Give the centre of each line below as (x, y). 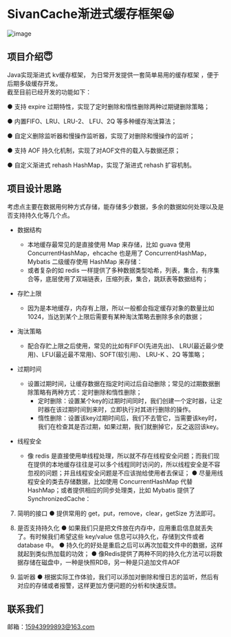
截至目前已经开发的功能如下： (49, 92)
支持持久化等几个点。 (43, 215)
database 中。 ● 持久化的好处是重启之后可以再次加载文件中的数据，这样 (120, 545)
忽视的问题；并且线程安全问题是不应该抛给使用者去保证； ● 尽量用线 (125, 473)
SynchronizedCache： (59, 498)
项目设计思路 (34, 189)
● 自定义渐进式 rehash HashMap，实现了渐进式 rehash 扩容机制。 (101, 165)
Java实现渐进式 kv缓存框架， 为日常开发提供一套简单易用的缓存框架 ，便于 (113, 75)
